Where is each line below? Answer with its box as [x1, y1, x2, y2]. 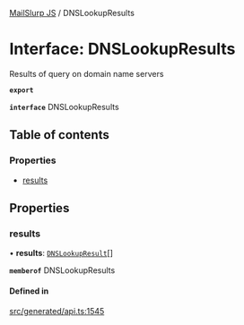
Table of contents [9, 127, 109, 142]
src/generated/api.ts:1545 [9, 305, 105, 316]
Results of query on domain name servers [9, 68, 164, 79]
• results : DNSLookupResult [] [9, 248, 114, 259]
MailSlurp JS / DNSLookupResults [9, 8, 135, 18]
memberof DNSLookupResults [9, 265, 116, 276]
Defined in [9, 286, 49, 296]
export [9, 85, 34, 95]
